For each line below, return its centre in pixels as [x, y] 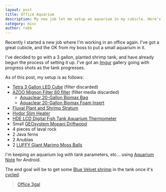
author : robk [19, 28]
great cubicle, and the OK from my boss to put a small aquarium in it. [75, 48]
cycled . [13, 175]
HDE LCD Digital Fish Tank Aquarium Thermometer [64, 119]
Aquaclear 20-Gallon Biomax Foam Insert [62, 103]
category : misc [21, 24]
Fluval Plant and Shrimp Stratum [45, 108]
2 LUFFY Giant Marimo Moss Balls [47, 145]
